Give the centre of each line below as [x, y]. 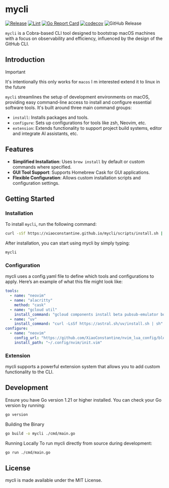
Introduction [25, 60]
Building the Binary [25, 424]
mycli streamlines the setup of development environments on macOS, [77, 96]
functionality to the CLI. [29, 372]
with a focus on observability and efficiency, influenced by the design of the [84, 38]
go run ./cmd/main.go [28, 452]
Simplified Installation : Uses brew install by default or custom [78, 161]
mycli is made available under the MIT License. [54, 480]
